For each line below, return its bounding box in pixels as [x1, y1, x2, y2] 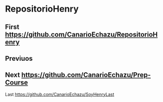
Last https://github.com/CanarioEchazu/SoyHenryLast [5, 91, 115, 97]
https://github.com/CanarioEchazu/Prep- [21, 71, 151, 79]
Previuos [5, 54, 33, 63]
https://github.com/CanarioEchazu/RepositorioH [5, 30, 158, 38]
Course [5, 79, 28, 87]
